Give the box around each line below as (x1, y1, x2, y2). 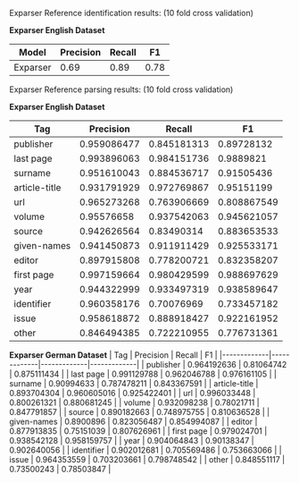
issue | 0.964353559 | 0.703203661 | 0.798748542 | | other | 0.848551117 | (9, 454, 286, 464)
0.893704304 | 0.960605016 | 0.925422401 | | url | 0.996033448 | (9, 388, 256, 398)
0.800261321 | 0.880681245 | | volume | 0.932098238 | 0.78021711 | (9, 397, 261, 408)
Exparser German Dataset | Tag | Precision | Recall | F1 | (9, 350, 218, 360)
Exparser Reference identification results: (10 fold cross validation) (9, 8, 254, 18)
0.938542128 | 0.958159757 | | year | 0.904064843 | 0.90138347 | (9, 436, 254, 445)
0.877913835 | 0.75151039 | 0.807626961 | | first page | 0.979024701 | (9, 426, 268, 436)
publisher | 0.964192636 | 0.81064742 (145, 360, 287, 369)
